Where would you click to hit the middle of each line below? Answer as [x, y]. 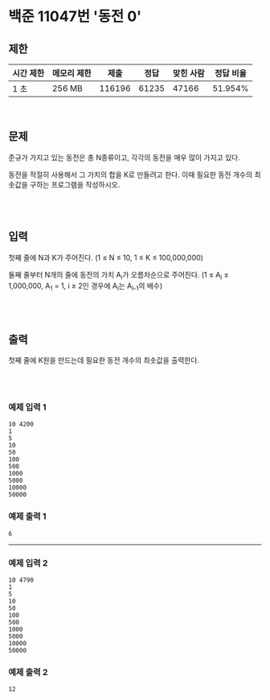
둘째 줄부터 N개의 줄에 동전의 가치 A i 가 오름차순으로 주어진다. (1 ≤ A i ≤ [119, 276]
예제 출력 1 [27, 517]
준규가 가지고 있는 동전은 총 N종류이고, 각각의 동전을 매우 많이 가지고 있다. [125, 157]
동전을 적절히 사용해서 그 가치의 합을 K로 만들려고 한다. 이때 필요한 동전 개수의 [131, 175]
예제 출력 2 [28, 672]
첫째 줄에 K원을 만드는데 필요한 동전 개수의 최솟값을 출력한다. [104, 360]
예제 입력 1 [27, 407]
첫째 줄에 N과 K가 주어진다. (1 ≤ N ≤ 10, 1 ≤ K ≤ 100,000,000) [106, 257]
